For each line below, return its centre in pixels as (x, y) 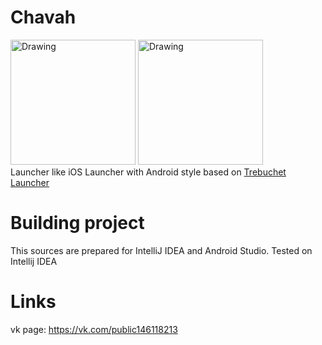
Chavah (43, 17)
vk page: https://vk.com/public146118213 (94, 329)
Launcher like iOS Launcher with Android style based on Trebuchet (148, 172)
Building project (77, 223)
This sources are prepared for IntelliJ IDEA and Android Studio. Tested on (161, 250)
